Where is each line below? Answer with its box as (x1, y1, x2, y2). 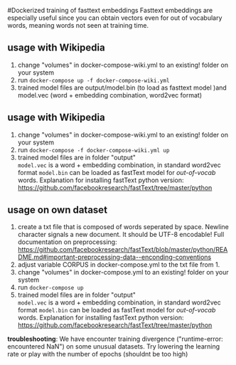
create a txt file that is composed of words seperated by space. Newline (17, 223, 229, 231)
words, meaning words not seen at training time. (7, 21, 149, 29)
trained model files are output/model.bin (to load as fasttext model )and (17, 83, 227, 92)
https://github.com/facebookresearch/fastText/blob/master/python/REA (17, 245, 228, 254)
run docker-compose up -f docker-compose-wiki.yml (17, 75, 170, 84)
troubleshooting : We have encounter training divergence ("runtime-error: (7, 334, 224, 344)
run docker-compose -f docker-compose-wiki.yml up (17, 145, 170, 154)
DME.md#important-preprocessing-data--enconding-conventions (17, 253, 212, 262)
